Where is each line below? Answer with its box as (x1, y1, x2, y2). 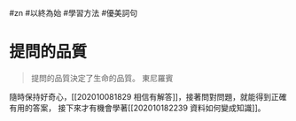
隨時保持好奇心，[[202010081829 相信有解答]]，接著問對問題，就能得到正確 (9, 91, 287, 102)
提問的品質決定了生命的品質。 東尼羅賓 (30, 72, 174, 83)
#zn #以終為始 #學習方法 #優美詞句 (9, 8, 138, 18)
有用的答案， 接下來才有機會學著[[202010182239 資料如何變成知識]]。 (9, 102, 266, 113)
